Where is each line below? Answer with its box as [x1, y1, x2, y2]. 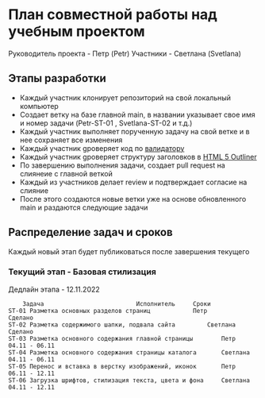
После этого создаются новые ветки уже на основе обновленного [19, 194, 247, 203]
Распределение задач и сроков [8, 226, 173, 239]
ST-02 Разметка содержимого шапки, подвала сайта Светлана [8, 320, 236, 329]
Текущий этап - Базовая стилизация [8, 266, 156, 277]
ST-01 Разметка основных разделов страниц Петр [8, 307, 208, 315]
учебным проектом [8, 22, 145, 41]
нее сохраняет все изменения [19, 135, 123, 145]
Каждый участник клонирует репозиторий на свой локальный [19, 93, 232, 102]
